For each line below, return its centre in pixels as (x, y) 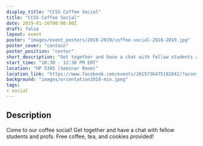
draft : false (23, 29)
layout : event (24, 35)
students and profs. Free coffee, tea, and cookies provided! (80, 136)
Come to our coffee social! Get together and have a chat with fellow (90, 130)
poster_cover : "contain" (37, 46)
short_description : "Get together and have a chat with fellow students (100, 57)
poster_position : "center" (40, 51)
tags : (13, 85)
